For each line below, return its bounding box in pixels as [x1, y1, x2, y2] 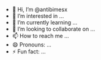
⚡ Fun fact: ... [12, 48, 46, 55]
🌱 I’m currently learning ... [12, 19, 78, 26]
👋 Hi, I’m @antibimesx [12, 6, 68, 13]
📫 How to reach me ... [12, 32, 69, 39]
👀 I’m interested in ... [12, 12, 64, 20]
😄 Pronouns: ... [12, 41, 52, 48]
